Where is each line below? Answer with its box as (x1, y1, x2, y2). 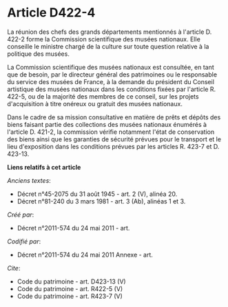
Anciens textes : (7, 176, 52, 184)
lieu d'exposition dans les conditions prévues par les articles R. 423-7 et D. (7, 142, 220, 150)
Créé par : (7, 210, 34, 219)
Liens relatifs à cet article (7, 163, 81, 171)
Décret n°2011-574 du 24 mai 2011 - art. (17, 224, 130, 232)
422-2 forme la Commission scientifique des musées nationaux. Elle (7, 34, 201, 43)
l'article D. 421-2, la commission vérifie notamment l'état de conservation (7, 128, 215, 136)
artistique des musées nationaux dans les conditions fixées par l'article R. (7, 85, 216, 93)
